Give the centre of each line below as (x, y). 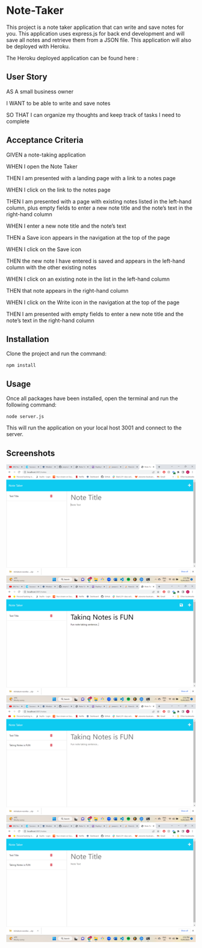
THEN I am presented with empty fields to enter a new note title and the (95, 314)
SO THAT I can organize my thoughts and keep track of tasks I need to (93, 114)
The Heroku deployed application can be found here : (72, 58)
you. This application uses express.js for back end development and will (96, 33)
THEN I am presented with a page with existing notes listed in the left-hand (99, 201)
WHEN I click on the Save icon (44, 249)
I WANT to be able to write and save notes (58, 103)
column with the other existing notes (51, 267)
